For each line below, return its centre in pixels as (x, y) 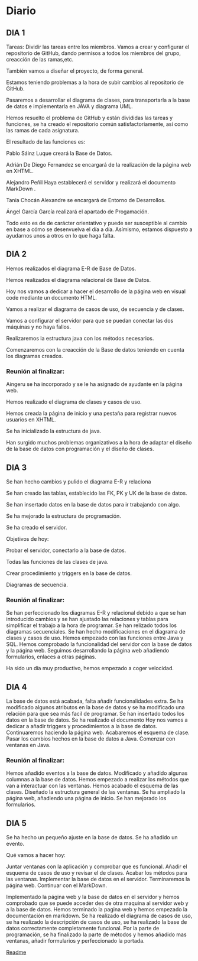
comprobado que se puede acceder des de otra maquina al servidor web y (97, 903)
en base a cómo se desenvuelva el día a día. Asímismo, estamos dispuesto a (99, 229)
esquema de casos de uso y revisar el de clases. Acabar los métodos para (97, 873)
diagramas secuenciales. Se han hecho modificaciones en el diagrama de (96, 632)
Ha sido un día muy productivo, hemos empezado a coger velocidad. (90, 668)
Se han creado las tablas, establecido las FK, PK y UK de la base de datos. (97, 493)
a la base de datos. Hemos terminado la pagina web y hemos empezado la (97, 910)
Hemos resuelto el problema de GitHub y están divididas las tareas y (90, 118)
